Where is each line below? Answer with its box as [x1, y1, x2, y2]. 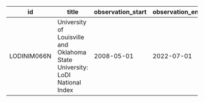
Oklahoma [57, 48, 87, 56]
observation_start [93, 8, 147, 16]
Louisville [57, 33, 85, 41]
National [57, 78, 81, 86]
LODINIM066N [9, 52, 52, 60]
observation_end [152, 8, 203, 16]
